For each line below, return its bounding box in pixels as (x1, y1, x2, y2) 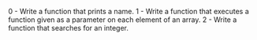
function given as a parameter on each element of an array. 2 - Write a (8, 15, 237, 24)
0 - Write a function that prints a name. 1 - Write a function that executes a (8, 7, 250, 16)
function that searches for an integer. (8, 24, 128, 32)
